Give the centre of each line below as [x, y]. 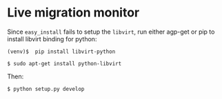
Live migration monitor [73, 13]
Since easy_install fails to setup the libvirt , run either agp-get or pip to [111, 32]
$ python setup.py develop [46, 89]
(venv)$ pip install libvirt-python [61, 52]
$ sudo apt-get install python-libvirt [64, 63]
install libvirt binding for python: [52, 38]
